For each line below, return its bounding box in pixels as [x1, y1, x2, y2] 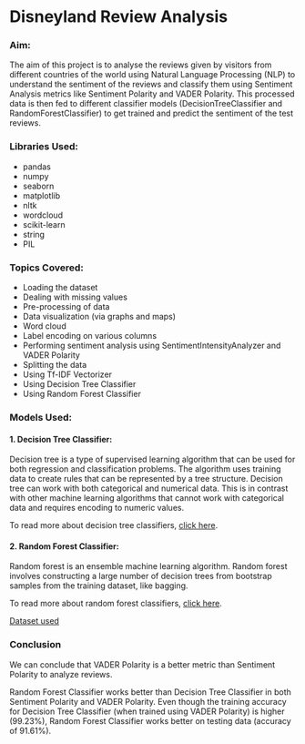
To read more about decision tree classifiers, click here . [9, 520, 219, 531]
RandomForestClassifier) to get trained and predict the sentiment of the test [9, 107, 294, 119]
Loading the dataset [22, 282, 98, 293]
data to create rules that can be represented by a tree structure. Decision [9, 474, 284, 484]
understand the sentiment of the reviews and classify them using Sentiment [9, 79, 293, 90]
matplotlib [22, 189, 61, 201]
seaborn [22, 180, 55, 191]
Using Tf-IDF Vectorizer [22, 369, 112, 380]
